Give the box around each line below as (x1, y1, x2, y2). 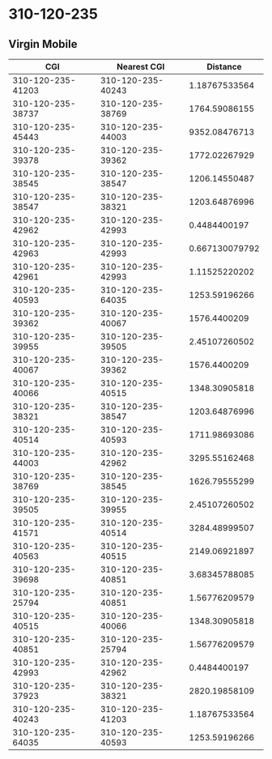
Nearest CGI (117, 62, 165, 72)
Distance (206, 62, 242, 72)
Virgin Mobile (8, 37, 78, 51)
